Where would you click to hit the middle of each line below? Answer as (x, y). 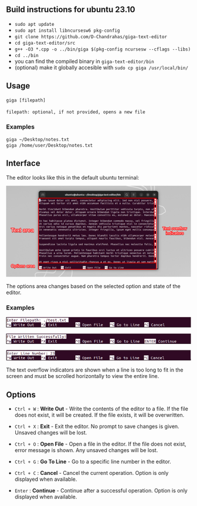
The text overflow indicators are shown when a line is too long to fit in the (95, 370)
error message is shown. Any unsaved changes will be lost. (86, 450)
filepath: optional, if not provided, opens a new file (76, 112)
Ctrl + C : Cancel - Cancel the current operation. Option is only (91, 473)
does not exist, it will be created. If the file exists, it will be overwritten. (99, 415)
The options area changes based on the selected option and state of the (93, 286)
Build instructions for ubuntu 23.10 (71, 10)
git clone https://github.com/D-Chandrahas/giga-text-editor (91, 37)
